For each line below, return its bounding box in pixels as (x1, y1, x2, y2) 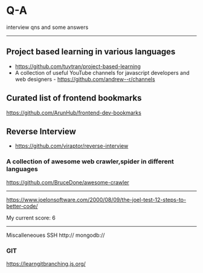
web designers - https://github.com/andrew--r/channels (14, 75, 155, 83)
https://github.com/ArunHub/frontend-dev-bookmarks (6, 109, 142, 116)
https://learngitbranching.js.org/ (6, 260, 86, 267)
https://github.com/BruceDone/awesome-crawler (6, 178, 130, 186)
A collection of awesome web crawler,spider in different (6, 157, 174, 166)
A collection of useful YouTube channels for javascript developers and (14, 69, 190, 76)
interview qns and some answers (6, 24, 89, 31)
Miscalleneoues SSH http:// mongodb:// (6, 231, 105, 239)
